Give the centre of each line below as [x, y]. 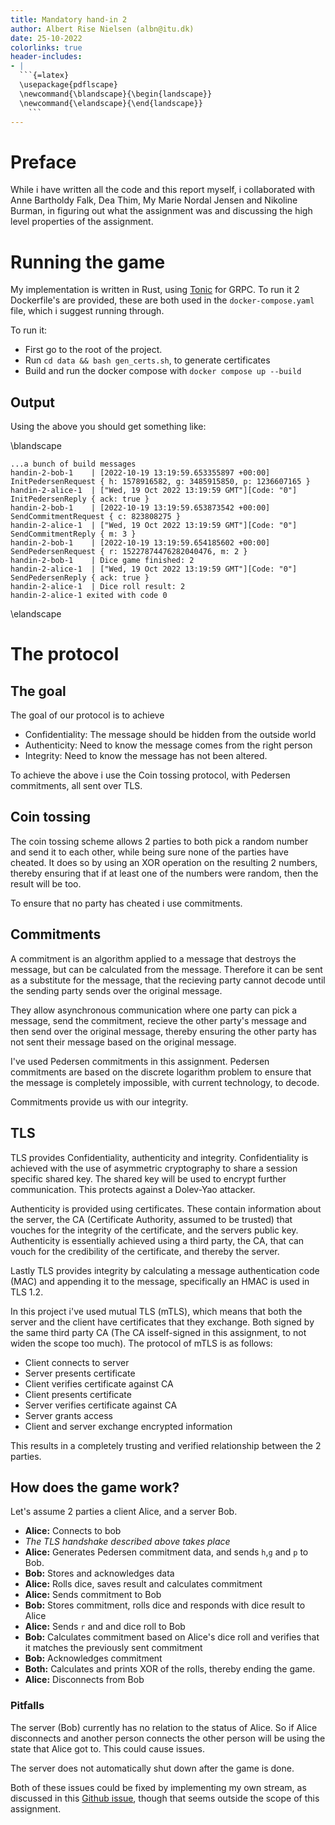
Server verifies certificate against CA [101, 1405]
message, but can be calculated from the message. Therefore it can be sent [166, 969]
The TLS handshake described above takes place [127, 1542]
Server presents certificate [80, 1373]
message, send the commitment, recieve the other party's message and [158, 1020]
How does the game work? [95, 1487]
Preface [43, 162]
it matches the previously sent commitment [113, 1648]
